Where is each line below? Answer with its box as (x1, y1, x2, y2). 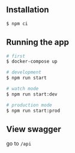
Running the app (6, 37, 69, 47)
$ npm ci (6, 20, 28, 26)
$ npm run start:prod (6, 108, 61, 114)
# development (6, 69, 42, 75)
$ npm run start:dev (6, 91, 58, 97)
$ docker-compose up (6, 59, 58, 65)
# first (6, 53, 26, 59)
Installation (6, 5, 49, 15)
